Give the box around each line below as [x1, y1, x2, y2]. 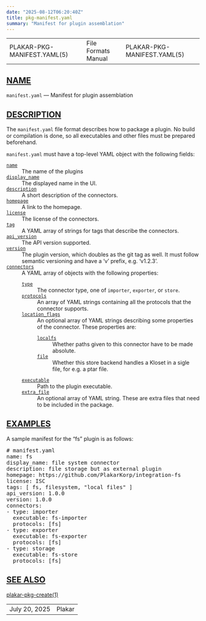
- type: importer [6, 508, 58, 515]
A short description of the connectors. [21, 191, 118, 199]
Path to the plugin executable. [37, 383, 113, 390]
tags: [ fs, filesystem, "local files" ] [6, 484, 133, 490]
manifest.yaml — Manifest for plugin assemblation [6, 91, 134, 99]
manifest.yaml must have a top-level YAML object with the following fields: [6, 151, 195, 158]
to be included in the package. [37, 401, 114, 408]
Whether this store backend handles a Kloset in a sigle [52, 359, 190, 366]
